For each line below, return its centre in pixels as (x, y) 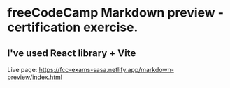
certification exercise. (73, 27)
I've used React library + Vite (72, 53)
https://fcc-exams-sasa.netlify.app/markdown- (107, 70)
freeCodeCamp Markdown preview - (116, 13)
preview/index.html (35, 77)
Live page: (22, 70)
